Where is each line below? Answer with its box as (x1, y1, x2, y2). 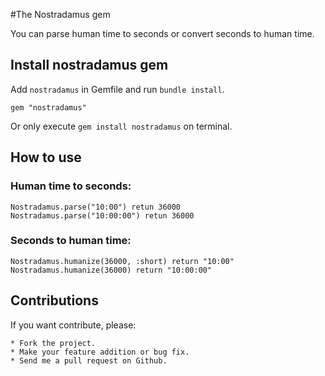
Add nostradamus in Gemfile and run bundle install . (10, 83, 225, 95)
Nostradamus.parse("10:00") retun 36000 (10, 202, 182, 212)
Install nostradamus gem (10, 57, 169, 74)
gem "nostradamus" (10, 102, 87, 113)
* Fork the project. (10, 338, 97, 348)
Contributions (10, 292, 99, 309)
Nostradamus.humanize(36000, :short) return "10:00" (10, 256, 235, 266)
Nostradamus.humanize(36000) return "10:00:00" (10, 265, 213, 275)
